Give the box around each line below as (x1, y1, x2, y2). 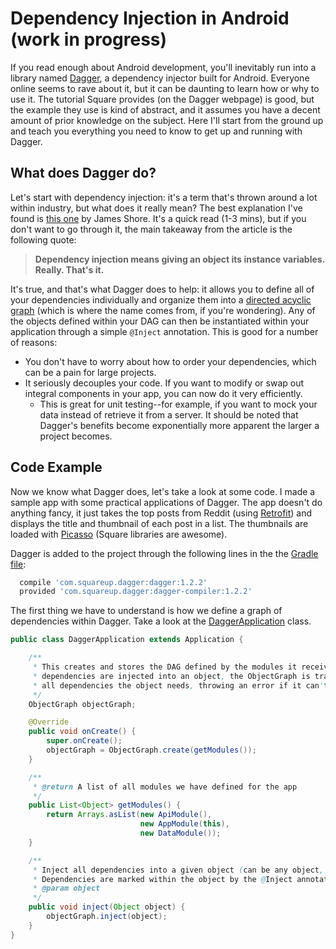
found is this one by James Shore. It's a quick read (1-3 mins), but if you (10, 212, 307, 224)
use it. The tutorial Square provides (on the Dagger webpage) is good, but (10, 93, 315, 105)
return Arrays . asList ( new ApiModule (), (46, 810, 213, 820)
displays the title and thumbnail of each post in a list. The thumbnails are (10, 517, 309, 529)
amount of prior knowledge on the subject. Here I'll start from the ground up (10, 114, 324, 126)
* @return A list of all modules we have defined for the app (32, 782, 298, 792)
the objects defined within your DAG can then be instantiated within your (10, 315, 310, 327)
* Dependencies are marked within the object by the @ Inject (32, 874, 293, 884)
